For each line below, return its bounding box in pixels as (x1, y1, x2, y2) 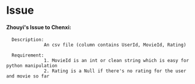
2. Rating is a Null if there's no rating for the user (44, 68, 187, 74)
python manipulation (6, 63, 58, 69)
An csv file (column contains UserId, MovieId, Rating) (44, 42, 187, 48)
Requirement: (11, 52, 44, 58)
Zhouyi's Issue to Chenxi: (6, 23, 71, 30)
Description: (11, 37, 44, 43)
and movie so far (6, 73, 50, 79)
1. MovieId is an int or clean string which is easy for (44, 58, 189, 64)
